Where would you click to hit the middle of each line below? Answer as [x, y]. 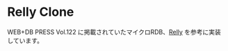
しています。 [25, 40]
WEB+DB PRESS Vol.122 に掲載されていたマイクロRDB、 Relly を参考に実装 [114, 32]
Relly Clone [41, 12]
